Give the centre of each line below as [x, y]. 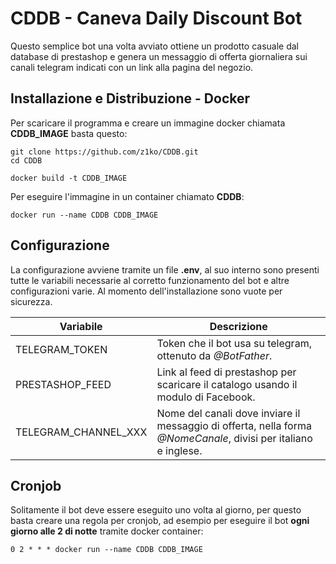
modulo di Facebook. [206, 397]
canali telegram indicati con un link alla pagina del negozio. [132, 67]
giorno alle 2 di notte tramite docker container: [107, 531]
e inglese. [179, 450]
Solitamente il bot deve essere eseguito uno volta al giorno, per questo [156, 510]
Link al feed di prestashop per [226, 372]
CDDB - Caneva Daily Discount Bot [156, 18]
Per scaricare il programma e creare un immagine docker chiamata [148, 123]
